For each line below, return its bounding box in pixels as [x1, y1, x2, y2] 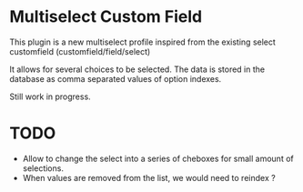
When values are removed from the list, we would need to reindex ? [22, 172, 276, 183]
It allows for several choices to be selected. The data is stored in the [9, 64, 266, 75]
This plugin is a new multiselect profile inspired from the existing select [9, 36, 276, 47]
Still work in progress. [9, 91, 91, 102]
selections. [22, 162, 64, 174]
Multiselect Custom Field [9, 6, 203, 27]
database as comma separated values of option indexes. [9, 73, 222, 84]
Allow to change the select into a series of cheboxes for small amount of [22, 153, 294, 164]
